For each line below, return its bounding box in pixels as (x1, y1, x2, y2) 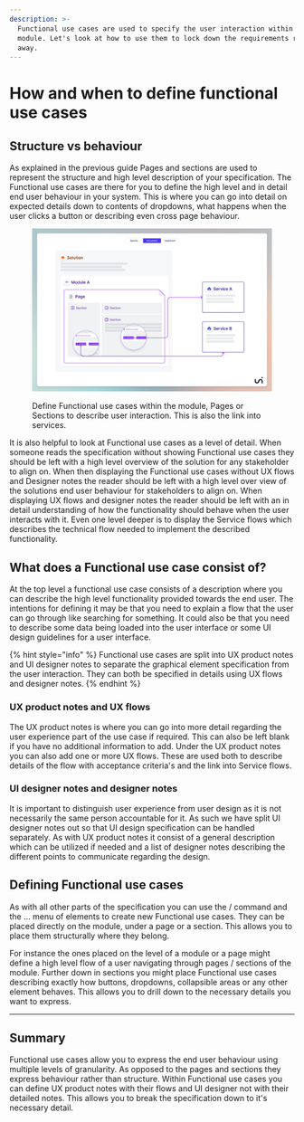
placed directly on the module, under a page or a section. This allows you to (9, 920, 292, 931)
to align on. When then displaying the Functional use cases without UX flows (9, 466, 295, 477)
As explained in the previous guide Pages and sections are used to (9, 163, 258, 174)
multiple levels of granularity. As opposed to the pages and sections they (9, 1064, 281, 1075)
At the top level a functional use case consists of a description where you (9, 584, 283, 594)
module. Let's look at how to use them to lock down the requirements (17, 33, 290, 43)
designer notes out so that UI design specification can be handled (9, 822, 255, 832)
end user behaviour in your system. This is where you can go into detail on (9, 191, 288, 203)
